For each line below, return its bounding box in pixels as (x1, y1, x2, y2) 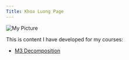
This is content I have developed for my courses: (6, 36, 124, 43)
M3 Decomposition (14, 47, 61, 54)
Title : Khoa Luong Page (6, 8, 64, 15)
